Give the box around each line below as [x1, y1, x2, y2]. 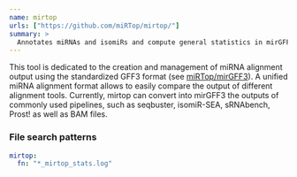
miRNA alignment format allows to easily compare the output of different [9, 81, 273, 91]
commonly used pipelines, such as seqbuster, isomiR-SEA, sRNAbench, [9, 99, 271, 111]
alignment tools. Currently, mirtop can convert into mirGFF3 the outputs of [9, 90, 279, 101]
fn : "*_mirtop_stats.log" [17, 159, 113, 168]
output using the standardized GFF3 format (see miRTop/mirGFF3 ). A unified [9, 72, 288, 82]
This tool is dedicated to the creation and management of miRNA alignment [9, 62, 283, 73]
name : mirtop [9, 12, 57, 22]
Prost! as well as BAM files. [9, 109, 108, 119]
